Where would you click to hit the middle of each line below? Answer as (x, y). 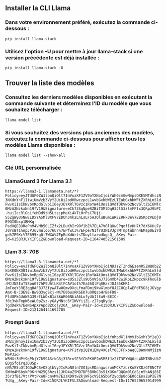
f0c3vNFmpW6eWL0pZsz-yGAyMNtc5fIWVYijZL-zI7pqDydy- (60, 301)
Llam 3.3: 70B (22, 252)
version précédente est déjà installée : (52, 58)
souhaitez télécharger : (34, 110)
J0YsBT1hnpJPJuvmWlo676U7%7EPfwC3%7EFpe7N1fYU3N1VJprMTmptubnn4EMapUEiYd (83, 231)
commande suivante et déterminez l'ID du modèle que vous (78, 103)
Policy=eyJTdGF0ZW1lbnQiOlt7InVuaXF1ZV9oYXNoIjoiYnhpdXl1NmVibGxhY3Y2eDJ (83, 337)
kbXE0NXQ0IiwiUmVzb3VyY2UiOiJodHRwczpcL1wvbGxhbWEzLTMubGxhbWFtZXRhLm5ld (83, 271)
